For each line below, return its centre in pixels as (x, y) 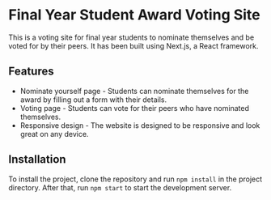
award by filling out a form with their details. (93, 100)
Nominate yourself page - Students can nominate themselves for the (134, 91)
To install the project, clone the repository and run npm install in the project (135, 179)
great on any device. (54, 134)
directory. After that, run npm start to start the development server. (120, 187)
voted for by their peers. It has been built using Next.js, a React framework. (133, 45)
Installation (37, 160)
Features (31, 72)
